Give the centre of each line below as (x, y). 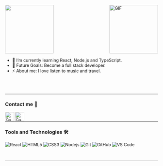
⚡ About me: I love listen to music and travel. (56, 71)
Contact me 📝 (21, 104)
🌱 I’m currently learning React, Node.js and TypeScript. (67, 60)
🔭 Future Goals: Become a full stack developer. (59, 65)
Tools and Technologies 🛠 (37, 132)
